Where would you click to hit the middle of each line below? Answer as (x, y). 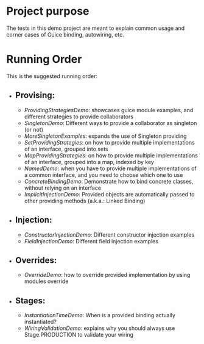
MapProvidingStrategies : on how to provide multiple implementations (111, 155)
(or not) (34, 129)
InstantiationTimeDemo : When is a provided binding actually (100, 315)
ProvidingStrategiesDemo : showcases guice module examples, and (109, 110)
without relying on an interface (63, 188)
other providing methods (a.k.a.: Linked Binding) (85, 201)
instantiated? (40, 322)
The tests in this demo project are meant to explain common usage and (96, 28)
